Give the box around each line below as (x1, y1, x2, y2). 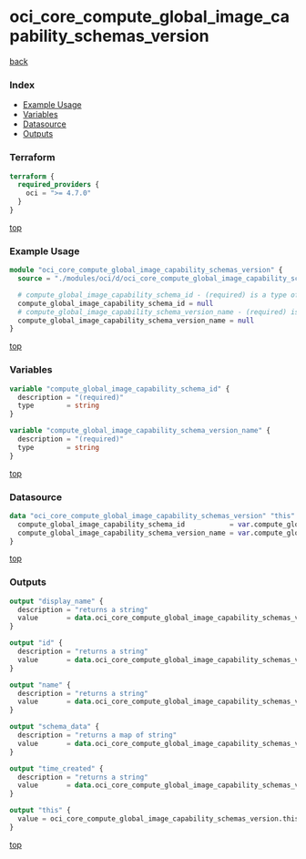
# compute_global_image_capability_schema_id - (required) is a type (17, 290, 287, 300)
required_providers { (17, 180, 100, 189)
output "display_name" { (9, 597, 104, 606)
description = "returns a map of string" (17, 731, 178, 740)
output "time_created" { (9, 763, 104, 773)
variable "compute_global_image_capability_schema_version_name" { (9, 426, 271, 435)
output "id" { (9, 639, 64, 648)
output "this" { (9, 806, 71, 815)
